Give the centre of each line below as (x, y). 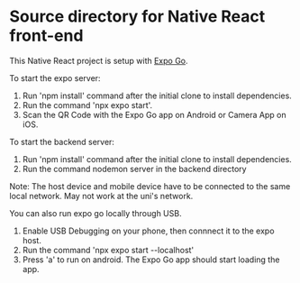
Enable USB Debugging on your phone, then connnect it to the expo (148, 231)
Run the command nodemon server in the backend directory (134, 169)
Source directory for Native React (137, 17)
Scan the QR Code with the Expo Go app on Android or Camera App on (154, 114)
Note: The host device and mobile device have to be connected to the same (150, 186)
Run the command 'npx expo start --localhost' (108, 250)
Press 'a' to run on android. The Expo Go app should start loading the (151, 260)
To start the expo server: (55, 78)
